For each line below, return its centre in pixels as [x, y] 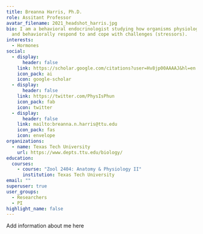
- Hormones [25, 46]
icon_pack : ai [35, 74]
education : [20, 158]
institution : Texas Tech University [68, 175]
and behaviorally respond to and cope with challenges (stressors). [100, 34]
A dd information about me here [45, 226]
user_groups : [23, 192]
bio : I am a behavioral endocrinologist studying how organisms [89, 29]
